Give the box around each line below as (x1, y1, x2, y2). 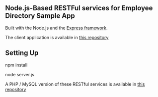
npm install (5, 62, 28, 68)
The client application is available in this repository (5, 34, 109, 40)
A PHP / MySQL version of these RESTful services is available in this (5, 81, 145, 87)
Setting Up (5, 49, 39, 57)
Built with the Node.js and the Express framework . (5, 25, 108, 31)
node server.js (5, 71, 35, 77)
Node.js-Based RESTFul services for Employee (5, 4, 153, 12)
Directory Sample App (5, 12, 76, 20)
